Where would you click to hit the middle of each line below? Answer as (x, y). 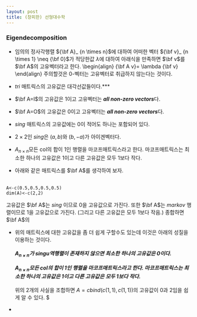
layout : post (22, 12)
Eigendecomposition (36, 38)
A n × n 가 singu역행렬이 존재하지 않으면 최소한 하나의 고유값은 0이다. (93, 254)
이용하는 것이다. (33, 239)
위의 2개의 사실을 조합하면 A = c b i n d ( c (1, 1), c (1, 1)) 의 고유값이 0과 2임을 (98, 290)
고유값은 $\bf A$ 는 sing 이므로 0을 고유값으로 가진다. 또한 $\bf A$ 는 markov (96, 204)
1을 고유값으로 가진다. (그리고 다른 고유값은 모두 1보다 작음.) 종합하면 (105, 212)
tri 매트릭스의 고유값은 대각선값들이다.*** (62, 86)
